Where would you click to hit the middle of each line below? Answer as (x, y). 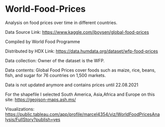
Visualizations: (20, 109)
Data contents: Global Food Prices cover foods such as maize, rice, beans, (81, 70)
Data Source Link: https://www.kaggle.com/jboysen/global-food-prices (77, 32)
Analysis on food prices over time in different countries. (61, 23)
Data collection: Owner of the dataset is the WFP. (55, 60)
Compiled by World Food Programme (42, 41)
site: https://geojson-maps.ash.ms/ (41, 100)
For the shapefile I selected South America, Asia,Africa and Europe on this (80, 94)
